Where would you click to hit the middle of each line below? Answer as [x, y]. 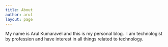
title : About [19, 10]
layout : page [19, 19]
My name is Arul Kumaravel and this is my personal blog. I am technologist [84, 34]
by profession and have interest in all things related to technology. [74, 39]
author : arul [19, 15]
